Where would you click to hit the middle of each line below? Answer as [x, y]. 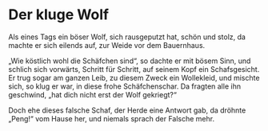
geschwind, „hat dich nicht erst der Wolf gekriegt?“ [93, 94]
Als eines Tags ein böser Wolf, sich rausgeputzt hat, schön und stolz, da [127, 37]
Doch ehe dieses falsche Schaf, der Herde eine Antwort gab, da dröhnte [127, 110]
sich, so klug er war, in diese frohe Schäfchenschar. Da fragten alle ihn [125, 86]
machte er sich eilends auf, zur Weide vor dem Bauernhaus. [107, 45]
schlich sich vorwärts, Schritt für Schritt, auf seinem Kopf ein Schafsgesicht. [134, 69]
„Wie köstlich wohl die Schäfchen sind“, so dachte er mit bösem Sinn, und [130, 61]
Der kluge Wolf [59, 15]
